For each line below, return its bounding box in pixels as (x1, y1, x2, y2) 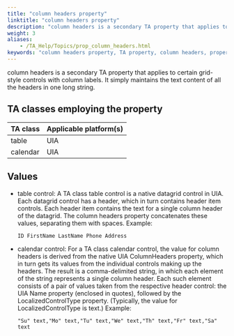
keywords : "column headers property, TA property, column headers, (7, 49, 208, 56)
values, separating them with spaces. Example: (17, 219, 153, 227)
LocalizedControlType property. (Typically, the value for (17, 296, 178, 305)
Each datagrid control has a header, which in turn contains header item (17, 197, 221, 205)
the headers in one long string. (7, 83, 95, 91)
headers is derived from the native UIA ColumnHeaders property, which (17, 252, 224, 260)
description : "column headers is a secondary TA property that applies (7, 23, 219, 30)
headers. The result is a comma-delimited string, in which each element (17, 266, 224, 275)
